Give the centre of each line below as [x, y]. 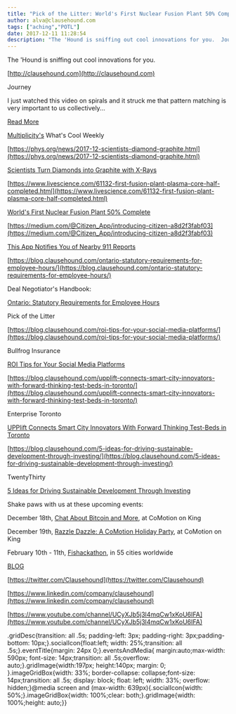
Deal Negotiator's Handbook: [49, 289]
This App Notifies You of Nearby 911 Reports [71, 247]
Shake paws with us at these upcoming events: [76, 504]
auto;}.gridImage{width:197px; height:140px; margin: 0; [87, 666]
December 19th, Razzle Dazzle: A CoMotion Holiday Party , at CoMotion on [114, 531]
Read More [23, 122]
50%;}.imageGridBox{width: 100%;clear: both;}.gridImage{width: [101, 695]
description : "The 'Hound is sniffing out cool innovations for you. [111, 40]
